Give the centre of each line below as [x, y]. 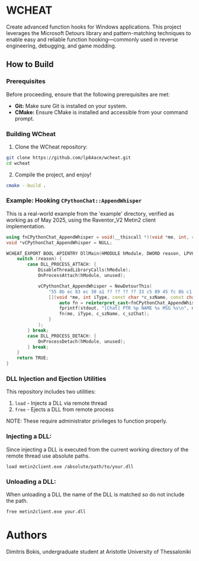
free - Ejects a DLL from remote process [64, 409]
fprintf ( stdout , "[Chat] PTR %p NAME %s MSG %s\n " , [124, 308]
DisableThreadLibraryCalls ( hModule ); [84, 270]
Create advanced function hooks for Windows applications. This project [94, 27]
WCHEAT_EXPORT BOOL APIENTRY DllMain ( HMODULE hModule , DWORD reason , [94, 253]
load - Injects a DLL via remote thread [61, 403]
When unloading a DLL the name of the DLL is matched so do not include [95, 494]
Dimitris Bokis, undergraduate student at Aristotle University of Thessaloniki [99, 551]
